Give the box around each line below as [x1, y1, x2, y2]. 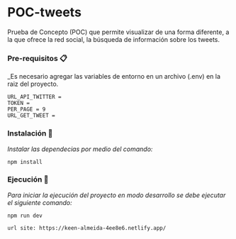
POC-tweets [7, 4, 82, 21]
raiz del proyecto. [7, 79, 59, 89]
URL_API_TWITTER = [7, 94, 62, 101]
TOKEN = [7, 100, 30, 107]
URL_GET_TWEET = [7, 112, 55, 119]
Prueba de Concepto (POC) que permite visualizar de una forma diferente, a [7, 28, 230, 36]
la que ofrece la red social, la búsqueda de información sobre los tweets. [7, 35, 220, 43]
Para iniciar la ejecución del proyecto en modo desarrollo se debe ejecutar [7, 191, 226, 199]
